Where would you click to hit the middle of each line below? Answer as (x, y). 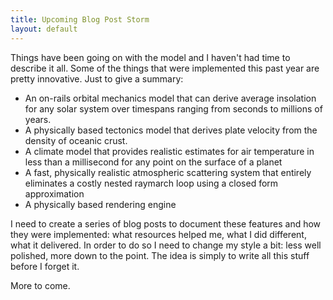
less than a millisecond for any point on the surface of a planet (153, 162)
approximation (54, 193)
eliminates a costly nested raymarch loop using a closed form (151, 183)
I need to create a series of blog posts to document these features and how (166, 223)
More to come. (40, 285)
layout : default (44, 29)
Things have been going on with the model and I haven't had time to (150, 57)
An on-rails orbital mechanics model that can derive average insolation (170, 98)
